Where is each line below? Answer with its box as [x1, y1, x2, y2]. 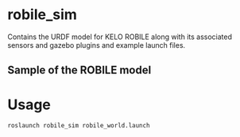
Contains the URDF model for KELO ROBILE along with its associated [7, 32, 232, 41]
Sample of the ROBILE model [7, 64, 152, 77]
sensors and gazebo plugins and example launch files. [7, 40, 186, 49]
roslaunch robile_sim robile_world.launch [7, 122, 150, 130]
